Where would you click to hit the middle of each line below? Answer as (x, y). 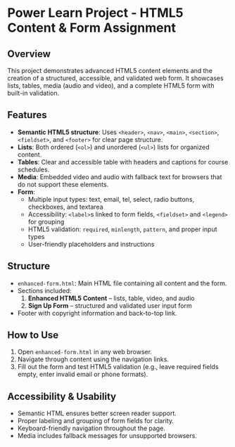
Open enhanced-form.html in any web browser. (85, 352)
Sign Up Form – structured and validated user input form (110, 305)
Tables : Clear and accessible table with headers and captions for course (123, 162)
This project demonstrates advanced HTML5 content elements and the (110, 71)
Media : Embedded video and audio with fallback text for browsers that (120, 176)
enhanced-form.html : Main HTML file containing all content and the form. (122, 283)
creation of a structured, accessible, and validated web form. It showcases (115, 78)
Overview (29, 54)
